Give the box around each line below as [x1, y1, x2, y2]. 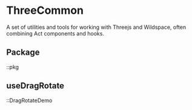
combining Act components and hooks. [6, 29, 105, 37]
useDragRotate [6, 81, 65, 91]
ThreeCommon [6, 4, 84, 17]
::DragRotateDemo [6, 97, 53, 104]
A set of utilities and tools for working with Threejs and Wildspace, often [6, 23, 187, 31]
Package [6, 47, 41, 58]
